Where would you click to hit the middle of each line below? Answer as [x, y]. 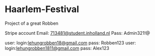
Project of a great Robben [32, 23]
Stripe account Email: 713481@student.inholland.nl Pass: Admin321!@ [77, 33]
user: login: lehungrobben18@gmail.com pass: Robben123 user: [70, 43]
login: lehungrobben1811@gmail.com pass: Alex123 [57, 48]
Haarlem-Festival [42, 9]
